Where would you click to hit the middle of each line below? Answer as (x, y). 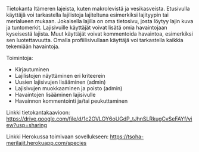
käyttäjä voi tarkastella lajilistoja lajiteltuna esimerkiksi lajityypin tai (87, 15)
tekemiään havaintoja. (33, 46)
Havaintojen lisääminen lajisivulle (55, 95)
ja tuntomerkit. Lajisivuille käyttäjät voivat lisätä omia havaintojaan (87, 27)
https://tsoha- (127, 137)
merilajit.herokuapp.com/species (46, 143)
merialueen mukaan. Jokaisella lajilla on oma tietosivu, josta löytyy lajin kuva (100, 21)
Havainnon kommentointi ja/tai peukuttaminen (71, 101)
